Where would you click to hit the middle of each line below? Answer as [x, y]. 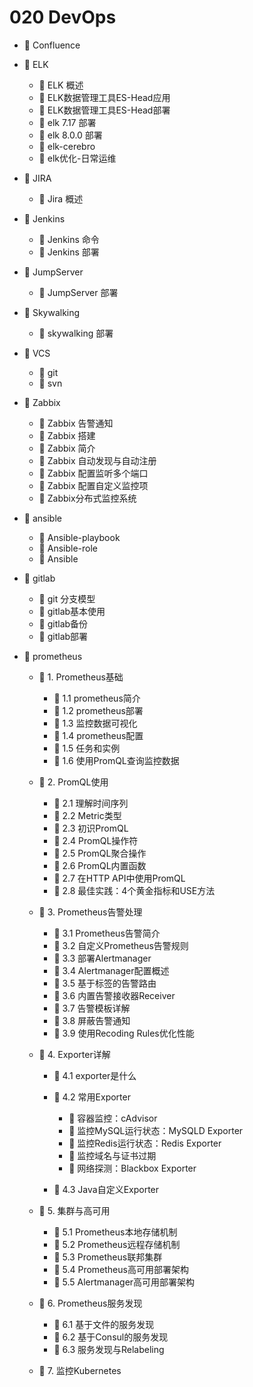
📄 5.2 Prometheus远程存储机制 [117, 1244]
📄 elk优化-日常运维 [77, 158]
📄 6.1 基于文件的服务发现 [104, 1324]
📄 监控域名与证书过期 [112, 1155]
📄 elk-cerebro [67, 146]
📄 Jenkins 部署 [69, 252]
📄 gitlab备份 [63, 623]
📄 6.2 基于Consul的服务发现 [111, 1337]
